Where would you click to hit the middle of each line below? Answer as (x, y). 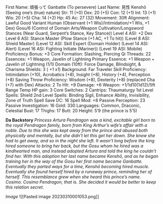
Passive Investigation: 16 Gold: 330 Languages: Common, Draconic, (73, 105)
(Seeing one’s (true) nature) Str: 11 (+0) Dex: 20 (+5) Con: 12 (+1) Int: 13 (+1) (81, 13)
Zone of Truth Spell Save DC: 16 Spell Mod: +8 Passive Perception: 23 (75, 100)
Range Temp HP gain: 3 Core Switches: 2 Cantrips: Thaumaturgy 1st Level (79, 90)
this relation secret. (25, 187)
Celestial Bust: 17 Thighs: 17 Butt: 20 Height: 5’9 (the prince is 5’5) (71, 110)
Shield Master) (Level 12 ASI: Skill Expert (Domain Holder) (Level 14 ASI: (77, 43)
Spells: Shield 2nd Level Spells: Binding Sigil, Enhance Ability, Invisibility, (78, 95)
